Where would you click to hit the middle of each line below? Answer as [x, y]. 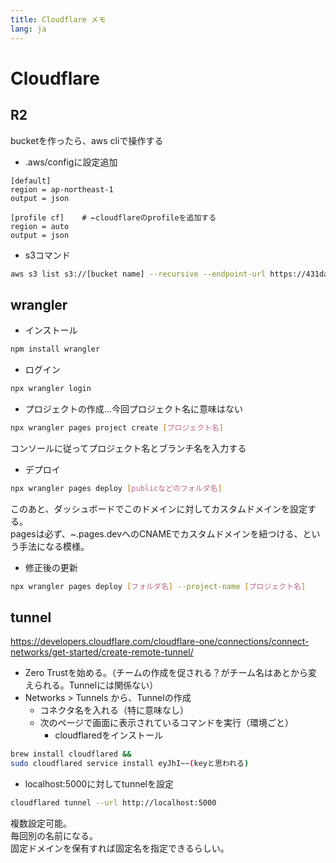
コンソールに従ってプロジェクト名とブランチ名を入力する [128, 448]
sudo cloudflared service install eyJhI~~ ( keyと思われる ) [130, 764]
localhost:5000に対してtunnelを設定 [99, 784]
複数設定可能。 [41, 823]
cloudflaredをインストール [108, 735]
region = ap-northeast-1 [62, 189]
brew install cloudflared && [71, 754]
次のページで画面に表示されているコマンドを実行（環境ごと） [166, 723]
